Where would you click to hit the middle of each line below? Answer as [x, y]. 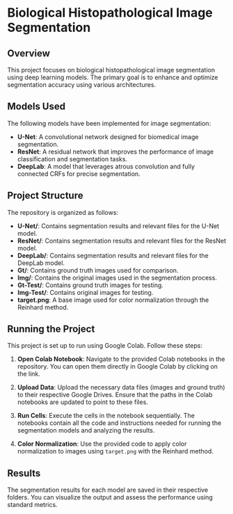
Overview [29, 53]
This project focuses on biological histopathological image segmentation [111, 70]
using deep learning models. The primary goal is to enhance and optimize [113, 77]
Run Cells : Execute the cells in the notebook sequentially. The [106, 416]
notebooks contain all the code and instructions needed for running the [119, 423]
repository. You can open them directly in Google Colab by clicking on [117, 367]
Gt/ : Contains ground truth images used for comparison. [98, 270]
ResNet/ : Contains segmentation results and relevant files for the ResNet [122, 241]
